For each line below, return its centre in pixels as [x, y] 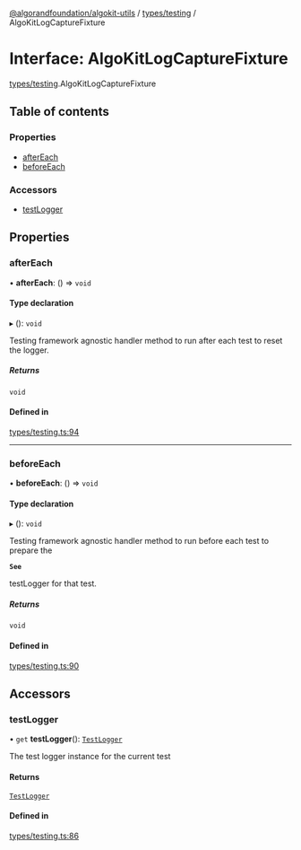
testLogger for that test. [53, 583]
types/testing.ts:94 [44, 432]
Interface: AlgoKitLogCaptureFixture [149, 59]
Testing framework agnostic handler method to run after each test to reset [146, 340]
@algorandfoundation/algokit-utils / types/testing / [103, 13]
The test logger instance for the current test [90, 757]
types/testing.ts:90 [44, 666]
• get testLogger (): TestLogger [66, 739]
